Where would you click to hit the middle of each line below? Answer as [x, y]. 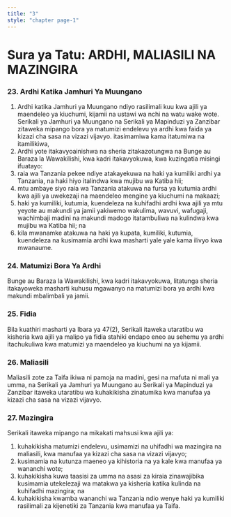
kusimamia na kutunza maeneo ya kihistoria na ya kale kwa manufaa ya [120, 461]
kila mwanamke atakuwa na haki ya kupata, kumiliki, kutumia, [105, 233]
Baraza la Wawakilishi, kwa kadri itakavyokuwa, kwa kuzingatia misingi [119, 159]
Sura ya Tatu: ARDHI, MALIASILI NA [112, 55]
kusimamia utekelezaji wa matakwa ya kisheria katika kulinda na [109, 483]
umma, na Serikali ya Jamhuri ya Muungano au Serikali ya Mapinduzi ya [110, 384]
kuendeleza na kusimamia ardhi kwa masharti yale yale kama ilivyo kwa [120, 240]
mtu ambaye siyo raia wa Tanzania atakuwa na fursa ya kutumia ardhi [117, 188]
